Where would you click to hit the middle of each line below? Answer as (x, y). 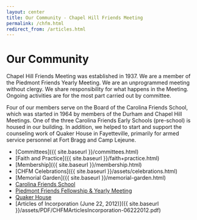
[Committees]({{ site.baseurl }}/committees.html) (77, 152)
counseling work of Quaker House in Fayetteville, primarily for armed (93, 134)
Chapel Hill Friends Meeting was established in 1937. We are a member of (99, 76)
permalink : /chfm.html (35, 23)
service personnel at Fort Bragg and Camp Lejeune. (71, 140)
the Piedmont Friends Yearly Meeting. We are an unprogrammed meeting (98, 82)
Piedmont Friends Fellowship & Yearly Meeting (73, 191)
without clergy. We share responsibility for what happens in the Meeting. (98, 89)
